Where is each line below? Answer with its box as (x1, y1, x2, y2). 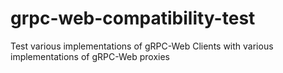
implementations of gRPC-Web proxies (10, 50, 170, 62)
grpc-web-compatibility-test (10, 7, 256, 30)
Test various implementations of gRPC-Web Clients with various (10, 40, 274, 52)
